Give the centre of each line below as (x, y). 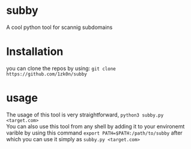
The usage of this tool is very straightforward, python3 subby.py (85, 115)
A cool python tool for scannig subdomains (59, 27)
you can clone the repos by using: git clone (61, 68)
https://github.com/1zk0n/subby (47, 74)
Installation (35, 52)
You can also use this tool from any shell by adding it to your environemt (95, 126)
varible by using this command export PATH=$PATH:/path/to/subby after (95, 133)
